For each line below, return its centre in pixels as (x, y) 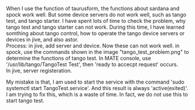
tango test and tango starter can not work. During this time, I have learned (95, 27)
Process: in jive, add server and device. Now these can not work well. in (93, 46)
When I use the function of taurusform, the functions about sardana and (93, 8)
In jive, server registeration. (39, 71)
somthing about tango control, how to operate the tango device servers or (95, 33)
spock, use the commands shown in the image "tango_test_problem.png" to (97, 52)
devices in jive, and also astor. (42, 39)
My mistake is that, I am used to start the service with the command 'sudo (95, 82)
